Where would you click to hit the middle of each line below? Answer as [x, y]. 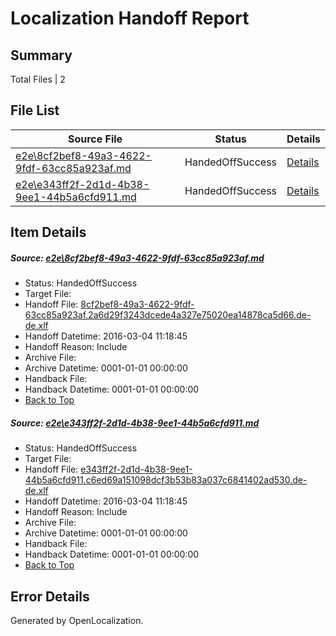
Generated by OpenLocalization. [77, 620]
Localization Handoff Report [130, 18]
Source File [95, 139]
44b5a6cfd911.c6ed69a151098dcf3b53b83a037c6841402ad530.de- [166, 480]
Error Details [50, 596]
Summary [41, 55]
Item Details [48, 232]
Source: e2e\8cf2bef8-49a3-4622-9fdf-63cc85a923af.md [137, 258]
